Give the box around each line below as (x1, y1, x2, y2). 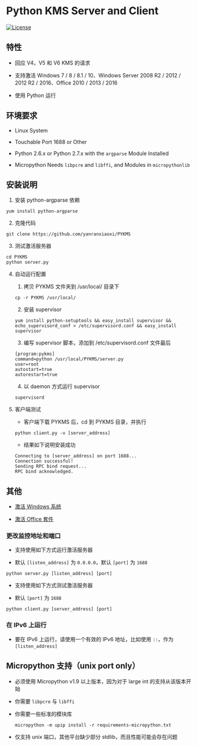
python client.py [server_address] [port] (6, 606, 112, 612)
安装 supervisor (23, 306, 62, 313)
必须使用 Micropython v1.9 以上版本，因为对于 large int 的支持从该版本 (14, 677, 186, 684)
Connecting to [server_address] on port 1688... (14, 453, 137, 459)
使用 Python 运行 (14, 92, 56, 99)
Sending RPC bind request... (14, 463, 87, 470)
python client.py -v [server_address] (14, 430, 111, 436)
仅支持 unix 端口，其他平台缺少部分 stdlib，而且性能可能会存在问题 (14, 733, 177, 740)
